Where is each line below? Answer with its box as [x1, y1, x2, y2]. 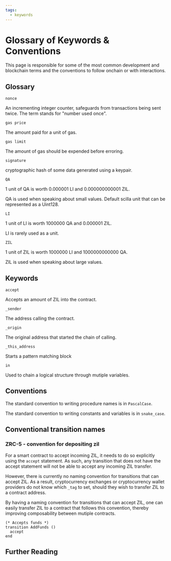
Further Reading [5, 547, 58, 556]
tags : [5, 7, 17, 13]
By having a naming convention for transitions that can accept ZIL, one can [5, 499, 163, 505]
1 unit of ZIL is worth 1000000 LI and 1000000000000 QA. [5, 249, 128, 255]
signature [5, 158, 27, 163]
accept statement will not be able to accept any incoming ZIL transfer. [5, 463, 152, 469]
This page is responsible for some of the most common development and [5, 62, 160, 68]
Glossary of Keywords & [5, 34, 110, 46]
